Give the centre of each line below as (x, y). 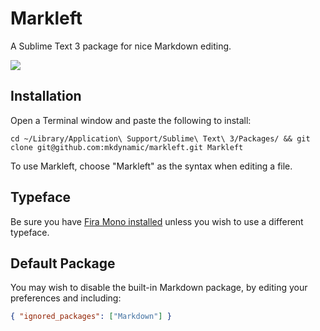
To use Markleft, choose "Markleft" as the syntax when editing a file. (151, 166)
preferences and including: (66, 298)
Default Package (63, 263)
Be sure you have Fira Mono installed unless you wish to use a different (157, 221)
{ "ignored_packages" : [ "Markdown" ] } (91, 317)
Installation (46, 96)
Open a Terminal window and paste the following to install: (131, 120)
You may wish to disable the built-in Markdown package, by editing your (159, 288)
